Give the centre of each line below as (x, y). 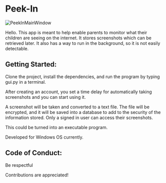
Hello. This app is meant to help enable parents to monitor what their (76, 32)
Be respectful (19, 165)
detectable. (17, 48)
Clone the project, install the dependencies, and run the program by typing (82, 77)
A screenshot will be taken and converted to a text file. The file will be (77, 107)
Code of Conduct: (34, 153)
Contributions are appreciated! (37, 175)
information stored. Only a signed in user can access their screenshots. (79, 117)
